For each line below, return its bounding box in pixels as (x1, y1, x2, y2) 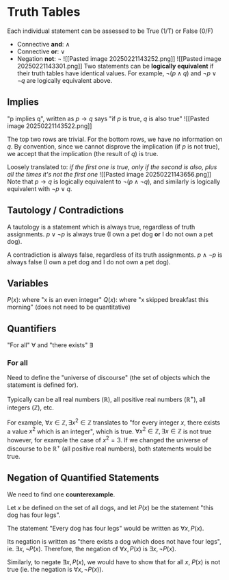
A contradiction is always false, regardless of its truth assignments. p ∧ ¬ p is (7, 251, 223, 259)
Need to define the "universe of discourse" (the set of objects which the (7, 374, 211, 382)
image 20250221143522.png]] (7, 121, 92, 130)
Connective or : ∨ (16, 47, 66, 55)
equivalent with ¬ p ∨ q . (7, 184, 72, 192)
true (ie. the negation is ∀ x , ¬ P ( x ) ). (7, 565, 104, 573)
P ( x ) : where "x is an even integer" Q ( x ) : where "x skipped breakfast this (7, 296, 209, 304)
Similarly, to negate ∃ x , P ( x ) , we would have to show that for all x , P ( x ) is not (7, 557, 221, 566)
